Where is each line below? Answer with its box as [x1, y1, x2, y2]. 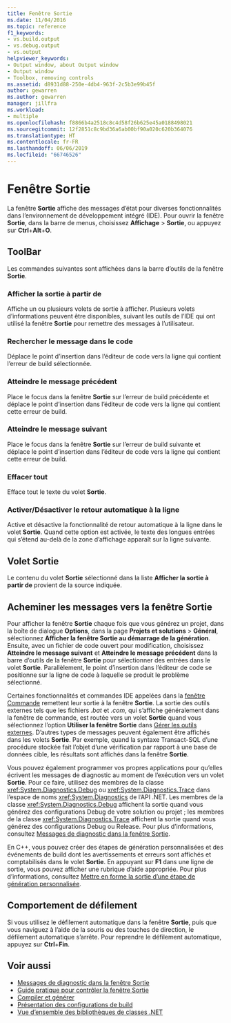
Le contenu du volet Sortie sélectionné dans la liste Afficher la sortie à [7, 574, 209, 582]
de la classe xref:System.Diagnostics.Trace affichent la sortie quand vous [7, 815, 216, 823]
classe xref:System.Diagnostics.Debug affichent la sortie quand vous [7, 801, 203, 809]
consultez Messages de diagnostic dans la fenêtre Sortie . [7, 830, 170, 838]
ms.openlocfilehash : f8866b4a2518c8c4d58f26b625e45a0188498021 [7, 119, 193, 126]
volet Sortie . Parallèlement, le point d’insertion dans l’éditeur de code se [7, 664, 212, 672]
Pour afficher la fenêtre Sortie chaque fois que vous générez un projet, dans [7, 620, 224, 628]
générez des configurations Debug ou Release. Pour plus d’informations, [7, 823, 214, 831]
